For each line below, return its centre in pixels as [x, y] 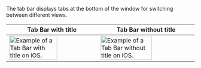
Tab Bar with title [51, 30]
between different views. [37, 15]
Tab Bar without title [146, 30]
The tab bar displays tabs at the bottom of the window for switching [90, 9]
